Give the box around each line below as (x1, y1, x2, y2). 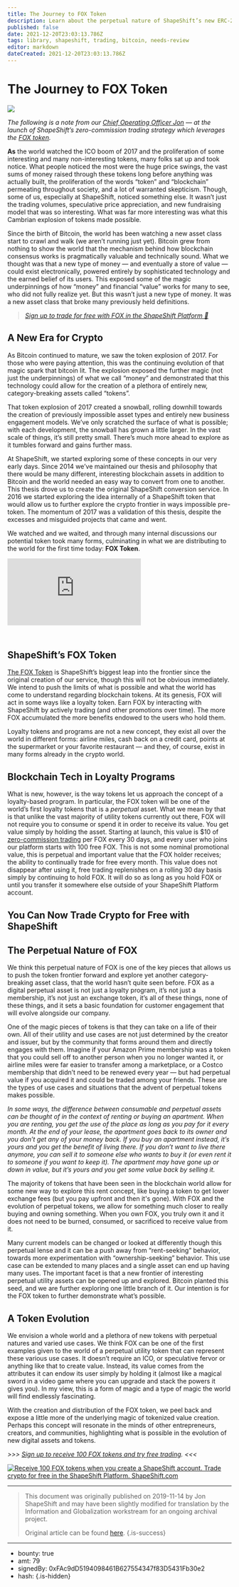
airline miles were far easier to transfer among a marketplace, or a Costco (7, 1061, 223, 1069)
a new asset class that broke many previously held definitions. (7, 297, 190, 306)
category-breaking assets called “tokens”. (7, 388, 130, 397)
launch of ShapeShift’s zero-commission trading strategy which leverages (7, 126, 225, 134)
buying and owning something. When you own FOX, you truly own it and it (7, 1209, 225, 1218)
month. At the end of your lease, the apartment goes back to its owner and (7, 1127, 228, 1136)
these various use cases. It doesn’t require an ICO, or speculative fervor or (7, 1354, 225, 1363)
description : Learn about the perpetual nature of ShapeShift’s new (7, 17, 215, 24)
